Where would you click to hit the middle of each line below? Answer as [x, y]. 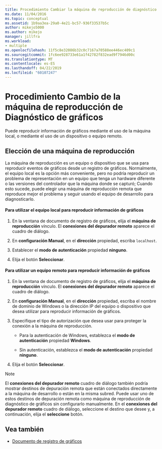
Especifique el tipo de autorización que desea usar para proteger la [79, 321]
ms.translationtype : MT [29, 59]
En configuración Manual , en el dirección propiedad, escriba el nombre [84, 301]
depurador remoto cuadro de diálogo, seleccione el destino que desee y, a [80, 409]
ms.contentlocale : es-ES [30, 64]
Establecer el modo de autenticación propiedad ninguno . [70, 250]
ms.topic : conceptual [27, 18]
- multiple [16, 46]
